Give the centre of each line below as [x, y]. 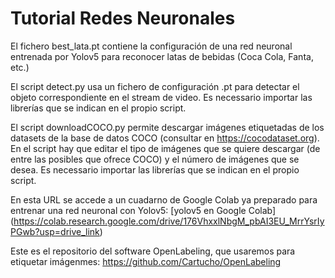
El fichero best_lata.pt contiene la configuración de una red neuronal [151, 46]
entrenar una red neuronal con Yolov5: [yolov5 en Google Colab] [143, 210]
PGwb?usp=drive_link [55, 231]
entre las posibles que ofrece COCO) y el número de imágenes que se [155, 159]
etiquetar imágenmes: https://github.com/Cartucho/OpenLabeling [146, 261]
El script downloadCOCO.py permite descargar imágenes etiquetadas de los [167, 127]
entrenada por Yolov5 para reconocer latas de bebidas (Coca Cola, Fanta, [162, 56]
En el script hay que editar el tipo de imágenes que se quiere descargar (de [165, 148]
